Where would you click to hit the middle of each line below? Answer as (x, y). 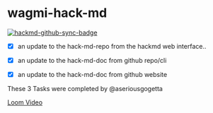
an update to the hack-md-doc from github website (92, 75)
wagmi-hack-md (57, 13)
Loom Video (25, 102)
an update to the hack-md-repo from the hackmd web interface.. (112, 46)
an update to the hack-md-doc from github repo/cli (92, 60)
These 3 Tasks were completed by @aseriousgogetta (85, 89)
